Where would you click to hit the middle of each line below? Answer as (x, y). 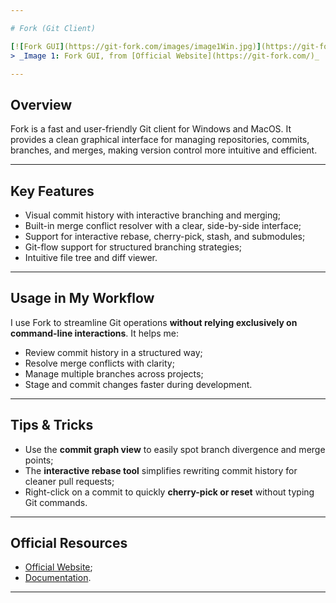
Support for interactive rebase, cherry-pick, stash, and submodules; (165, 236)
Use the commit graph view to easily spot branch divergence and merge (175, 449)
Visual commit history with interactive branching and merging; (153, 215)
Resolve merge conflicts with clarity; (99, 363)
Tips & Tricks (52, 425)
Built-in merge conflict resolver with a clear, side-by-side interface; (163, 225)
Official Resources (69, 543)
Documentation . (58, 578)
